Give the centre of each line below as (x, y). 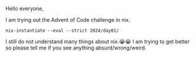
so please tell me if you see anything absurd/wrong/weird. (76, 48)
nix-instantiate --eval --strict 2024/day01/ (62, 31)
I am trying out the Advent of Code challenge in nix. (68, 20)
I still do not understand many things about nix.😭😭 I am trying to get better (98, 41)
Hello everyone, (25, 9)
